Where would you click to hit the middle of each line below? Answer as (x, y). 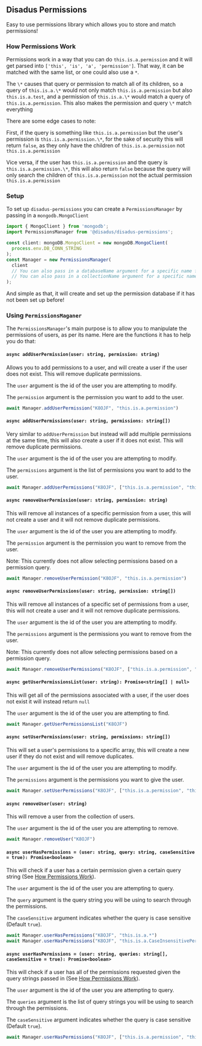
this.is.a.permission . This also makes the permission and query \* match (99, 103)
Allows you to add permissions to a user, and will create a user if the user (97, 367)
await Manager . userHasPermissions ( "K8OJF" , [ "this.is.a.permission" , (95, 1037)
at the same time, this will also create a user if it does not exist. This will (95, 440)
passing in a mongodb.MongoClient (47, 215)
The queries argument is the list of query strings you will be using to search (100, 1002)
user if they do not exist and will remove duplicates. (70, 756)
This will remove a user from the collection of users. (71, 816)
